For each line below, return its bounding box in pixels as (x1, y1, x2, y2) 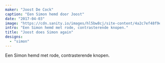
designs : (5, 35, 23, 40)
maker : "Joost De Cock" (5, 7, 54, 12)
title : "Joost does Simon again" (5, 30, 74, 35)
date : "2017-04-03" (5, 16, 45, 21)
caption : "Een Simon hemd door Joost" (5, 12, 84, 17)
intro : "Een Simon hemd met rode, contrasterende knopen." (5, 25, 129, 30)
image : (5, 21, 19, 26)
